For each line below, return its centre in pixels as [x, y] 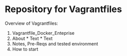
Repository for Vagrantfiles [63, 9]
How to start [25, 49]
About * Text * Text [32, 38]
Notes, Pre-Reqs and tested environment [55, 43]
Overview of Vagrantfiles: [31, 23]
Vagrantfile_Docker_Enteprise [43, 33]
